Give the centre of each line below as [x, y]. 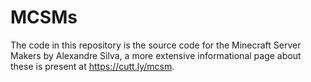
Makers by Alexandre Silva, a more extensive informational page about [156, 55]
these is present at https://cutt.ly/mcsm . [92, 66]
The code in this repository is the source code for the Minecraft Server [156, 45]
